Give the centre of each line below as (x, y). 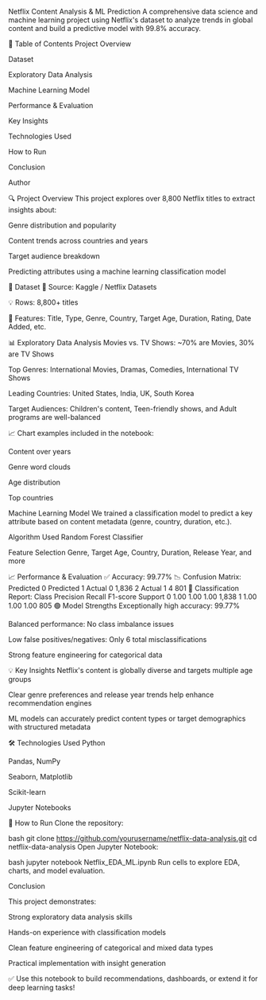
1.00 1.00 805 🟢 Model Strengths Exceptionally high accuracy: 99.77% (124, 605)
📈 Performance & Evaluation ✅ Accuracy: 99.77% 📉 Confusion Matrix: (125, 577)
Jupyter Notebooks (40, 807)
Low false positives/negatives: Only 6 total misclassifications (108, 639)
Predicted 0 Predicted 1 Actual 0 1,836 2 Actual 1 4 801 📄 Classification (124, 588)
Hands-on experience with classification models (87, 932)
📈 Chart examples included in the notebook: (81, 433)
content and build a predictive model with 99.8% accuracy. (104, 28)
